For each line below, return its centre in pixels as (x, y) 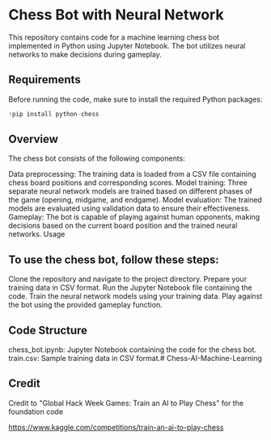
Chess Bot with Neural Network (116, 15)
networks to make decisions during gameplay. (85, 54)
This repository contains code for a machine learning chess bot (114, 37)
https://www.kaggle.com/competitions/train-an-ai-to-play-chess (116, 427)
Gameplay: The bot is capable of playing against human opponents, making (134, 217)
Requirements (44, 80)
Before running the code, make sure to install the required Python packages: (135, 99)
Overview (34, 139)
